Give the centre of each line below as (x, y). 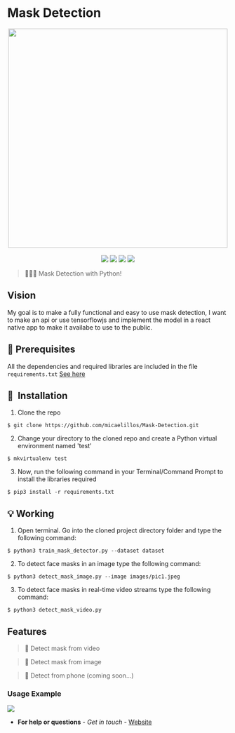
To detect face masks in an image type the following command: (109, 564)
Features (27, 632)
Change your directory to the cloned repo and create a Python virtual (117, 438)
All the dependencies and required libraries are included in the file (102, 366)
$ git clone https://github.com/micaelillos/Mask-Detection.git (103, 426)
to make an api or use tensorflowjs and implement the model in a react (109, 320)
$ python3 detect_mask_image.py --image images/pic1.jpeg (94, 577)
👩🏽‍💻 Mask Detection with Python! (73, 273)
